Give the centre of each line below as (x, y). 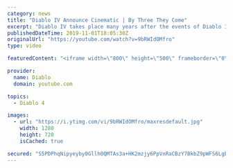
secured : (20, 153)
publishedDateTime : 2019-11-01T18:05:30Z (68, 33)
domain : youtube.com (43, 84)
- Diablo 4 (29, 103)
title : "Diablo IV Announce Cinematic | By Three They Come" (97, 20)
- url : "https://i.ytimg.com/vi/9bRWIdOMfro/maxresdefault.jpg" (108, 122)
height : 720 (37, 135)
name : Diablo (32, 77)
